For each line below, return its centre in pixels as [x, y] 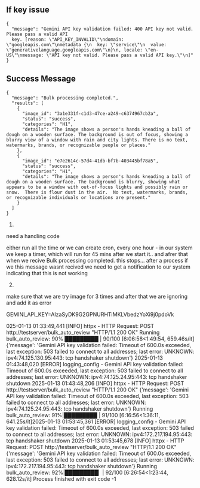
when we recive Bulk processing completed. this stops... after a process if [97, 260]
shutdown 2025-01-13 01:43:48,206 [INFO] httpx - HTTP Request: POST [95, 383]
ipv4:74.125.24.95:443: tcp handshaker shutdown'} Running [80, 409]
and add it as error [29, 303]
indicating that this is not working [47, 273]
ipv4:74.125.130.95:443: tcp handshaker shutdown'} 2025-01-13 [84, 358]
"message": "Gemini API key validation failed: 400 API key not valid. [103, 29]
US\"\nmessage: [25, 55]
